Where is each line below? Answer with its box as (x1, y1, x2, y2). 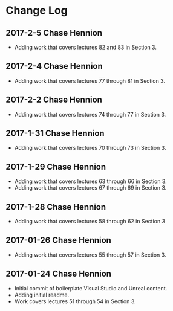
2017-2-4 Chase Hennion (5, 61, 103, 71)
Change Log (5, 4, 68, 18)
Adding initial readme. (14, 291, 70, 298)
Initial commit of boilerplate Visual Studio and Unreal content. (14, 284, 168, 292)
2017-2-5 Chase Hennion (5, 28, 103, 38)
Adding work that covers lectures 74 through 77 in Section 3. (14, 111, 166, 118)
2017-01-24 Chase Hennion (5, 269, 112, 279)
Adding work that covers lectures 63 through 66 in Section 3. (14, 178, 167, 185)
